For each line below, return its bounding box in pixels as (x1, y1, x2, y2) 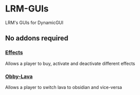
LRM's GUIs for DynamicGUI (5, 19, 63, 25)
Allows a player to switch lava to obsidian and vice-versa (5, 84, 122, 90)
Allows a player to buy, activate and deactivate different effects (5, 60, 135, 66)
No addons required (5, 34, 68, 42)
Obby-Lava (5, 73, 33, 80)
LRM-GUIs (5, 3, 49, 14)
